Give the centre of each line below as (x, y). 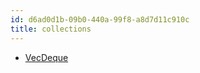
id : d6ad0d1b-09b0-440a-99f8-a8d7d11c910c (100, 19)
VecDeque (46, 57)
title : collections (51, 29)
